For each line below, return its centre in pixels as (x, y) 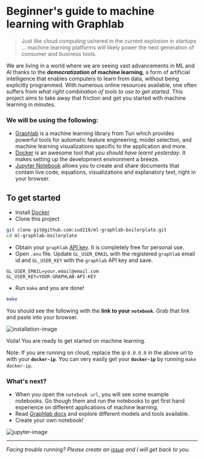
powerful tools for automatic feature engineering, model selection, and (104, 140)
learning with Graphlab (65, 24)
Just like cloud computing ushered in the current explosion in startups (109, 41)
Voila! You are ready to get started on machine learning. (76, 340)
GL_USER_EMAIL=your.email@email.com (53, 271)
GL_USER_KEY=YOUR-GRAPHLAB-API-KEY (51, 277)
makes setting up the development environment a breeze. (87, 159)
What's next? (26, 381)
